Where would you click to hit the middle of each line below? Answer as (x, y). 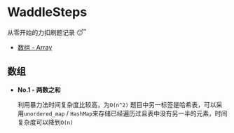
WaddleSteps (47, 12)
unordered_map (44, 114)
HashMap (81, 114)
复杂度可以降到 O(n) (45, 122)
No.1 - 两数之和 (39, 90)
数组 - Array (35, 47)
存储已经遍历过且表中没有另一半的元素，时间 (163, 113)
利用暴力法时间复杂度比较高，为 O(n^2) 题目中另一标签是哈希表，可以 (117, 104)
